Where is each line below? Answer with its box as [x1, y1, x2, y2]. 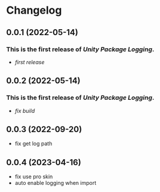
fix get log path [14, 140, 53, 147]
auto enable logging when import [14, 180, 97, 187]
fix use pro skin [14, 173, 53, 180]
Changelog [6, 4, 62, 17]
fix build [14, 107, 35, 114]
